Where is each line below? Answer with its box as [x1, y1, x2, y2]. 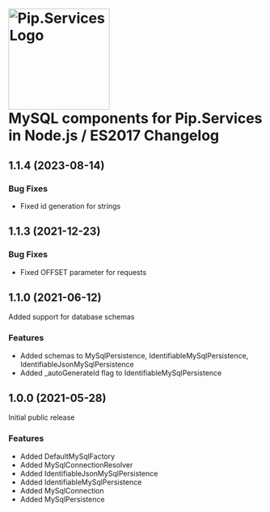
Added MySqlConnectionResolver [19, 459, 133, 469]
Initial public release [8, 413, 75, 422]
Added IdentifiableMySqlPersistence [19, 477, 142, 487]
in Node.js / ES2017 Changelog [8, 126, 220, 145]
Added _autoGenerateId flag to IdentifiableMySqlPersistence [19, 368, 222, 378]
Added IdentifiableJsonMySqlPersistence [19, 468, 158, 478]
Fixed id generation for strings [19, 201, 121, 210]
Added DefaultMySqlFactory [19, 451, 116, 461]
